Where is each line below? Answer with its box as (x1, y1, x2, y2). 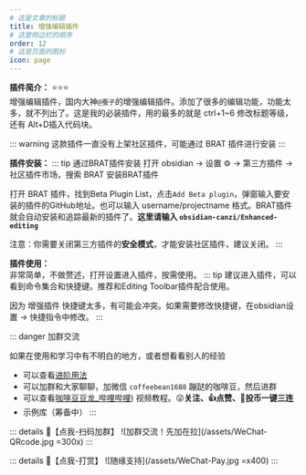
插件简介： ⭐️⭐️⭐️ (9, 82, 69, 92)
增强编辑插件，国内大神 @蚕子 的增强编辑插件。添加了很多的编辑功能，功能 (9, 97, 283, 107)
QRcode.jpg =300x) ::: (9, 437, 93, 447)
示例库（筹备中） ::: (22, 407, 97, 418)
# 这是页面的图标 (9, 47, 66, 57)
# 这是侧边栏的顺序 (9, 30, 73, 39)
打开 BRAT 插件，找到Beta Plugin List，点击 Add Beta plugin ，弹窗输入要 (9, 189, 282, 199)
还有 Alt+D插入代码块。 (9, 119, 98, 129)
